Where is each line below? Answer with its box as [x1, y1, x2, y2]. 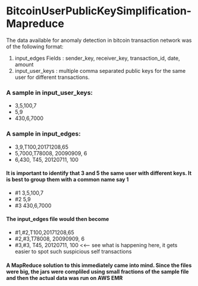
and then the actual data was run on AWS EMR [6, 274, 123, 281]
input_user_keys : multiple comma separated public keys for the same [14, 67, 186, 74]
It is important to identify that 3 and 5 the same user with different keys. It [6, 170, 192, 177]
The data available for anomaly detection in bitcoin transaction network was [6, 36, 192, 44]
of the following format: [6, 43, 64, 50]
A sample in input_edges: [6, 130, 81, 138]
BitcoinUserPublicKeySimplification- [6, 4, 192, 18]
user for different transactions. [14, 73, 90, 81]
